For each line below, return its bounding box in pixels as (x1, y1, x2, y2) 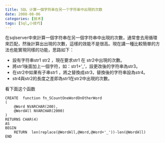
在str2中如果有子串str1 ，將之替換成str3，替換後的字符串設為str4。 (12, 69, 148, 76)
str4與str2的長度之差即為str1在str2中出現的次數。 (12, 76, 112, 82)
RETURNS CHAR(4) (5, 117, 38, 122)
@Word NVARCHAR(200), (14, 104, 58, 109)
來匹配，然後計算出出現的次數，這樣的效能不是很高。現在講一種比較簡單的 (5, 41, 156, 47)
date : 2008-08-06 (5, 12, 41, 17)
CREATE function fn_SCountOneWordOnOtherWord (5, 96, 102, 101)
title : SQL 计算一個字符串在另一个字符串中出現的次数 (5, 7, 103, 12)
